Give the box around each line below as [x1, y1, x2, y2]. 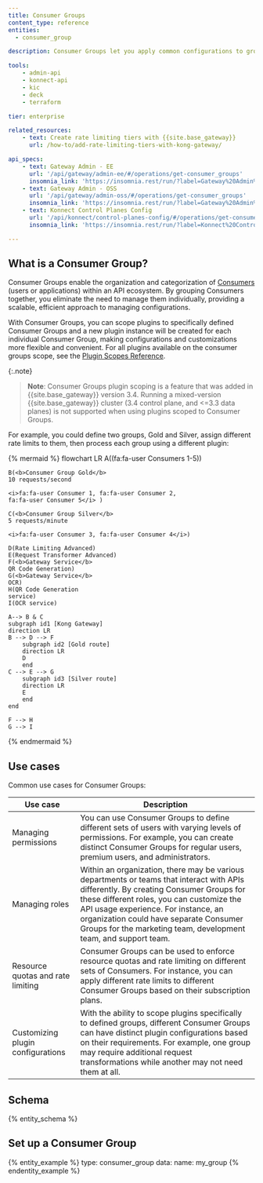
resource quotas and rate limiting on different [80, 955, 247, 966]
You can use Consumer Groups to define [80, 812, 229, 823]
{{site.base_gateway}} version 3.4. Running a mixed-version [27, 390, 222, 400]
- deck [22, 91, 44, 99]
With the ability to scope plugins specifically [80, 1008, 243, 1019]
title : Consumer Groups [8, 11, 86, 20]
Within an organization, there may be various [80, 864, 245, 875]
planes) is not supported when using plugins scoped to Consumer [27, 407, 241, 416]
